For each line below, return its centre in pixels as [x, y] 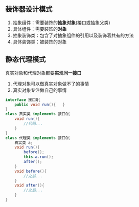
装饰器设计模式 [29, 9]
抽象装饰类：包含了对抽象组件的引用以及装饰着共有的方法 [73, 35]
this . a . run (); [39, 157]
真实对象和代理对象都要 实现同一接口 [43, 73]
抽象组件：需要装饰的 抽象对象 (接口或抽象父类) [62, 23]
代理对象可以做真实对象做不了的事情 [51, 84]
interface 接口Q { [23, 100]
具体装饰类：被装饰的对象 [40, 42]
